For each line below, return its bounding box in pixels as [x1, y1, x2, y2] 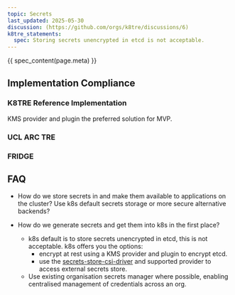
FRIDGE [7, 151, 34, 161]
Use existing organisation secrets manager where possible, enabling [28, 272, 229, 281]
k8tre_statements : [7, 30, 62, 38]
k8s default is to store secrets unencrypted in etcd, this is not [28, 235, 208, 243]
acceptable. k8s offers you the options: [28, 242, 143, 251]
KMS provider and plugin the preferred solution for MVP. [7, 114, 173, 123]
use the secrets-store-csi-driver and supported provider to [38, 257, 212, 266]
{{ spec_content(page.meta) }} [7, 56, 97, 65]
